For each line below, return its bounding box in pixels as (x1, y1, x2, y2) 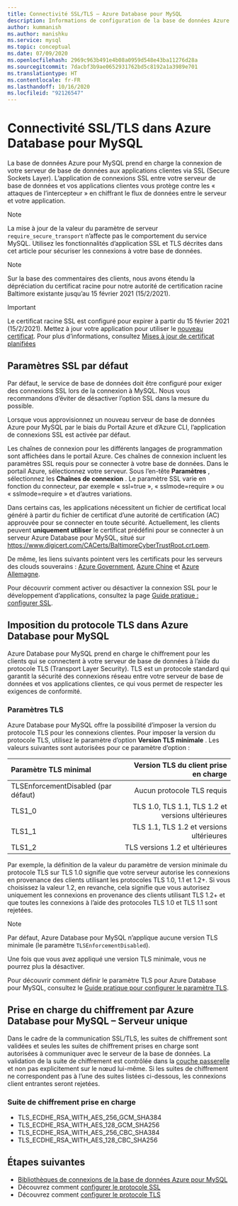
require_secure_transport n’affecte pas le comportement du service (7, 232, 208, 240)
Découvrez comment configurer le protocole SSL (17, 1183, 161, 1191)
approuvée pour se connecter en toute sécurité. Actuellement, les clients (7, 518, 220, 526)
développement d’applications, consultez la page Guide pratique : (7, 591, 199, 599)
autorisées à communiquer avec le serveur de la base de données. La (7, 1049, 211, 1058)
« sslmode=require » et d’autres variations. (7, 489, 132, 498)
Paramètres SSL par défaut (7, 360, 129, 372)
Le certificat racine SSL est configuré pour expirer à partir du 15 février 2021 (7, 317, 230, 325)
